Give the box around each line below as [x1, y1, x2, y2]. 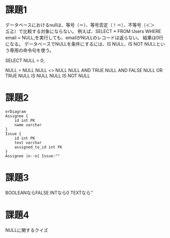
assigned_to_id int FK [14, 145, 62, 150]
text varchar [14, 140, 42, 145]
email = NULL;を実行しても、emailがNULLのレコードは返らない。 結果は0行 [5, 35, 164, 41]
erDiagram [5, 109, 26, 114]
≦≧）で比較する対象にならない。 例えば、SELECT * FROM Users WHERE [5, 28, 161, 34]
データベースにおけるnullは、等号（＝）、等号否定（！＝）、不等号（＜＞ [5, 22, 155, 28]
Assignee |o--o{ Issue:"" [5, 153, 60, 158]
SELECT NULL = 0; [5, 57, 45, 63]
